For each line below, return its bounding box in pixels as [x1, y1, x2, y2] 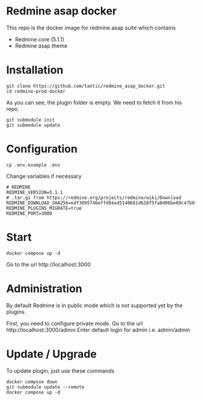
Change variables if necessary [6, 173, 82, 180]
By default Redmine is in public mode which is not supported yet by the [6, 302, 183, 309]
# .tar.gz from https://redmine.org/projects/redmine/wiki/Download [6, 194, 182, 201]
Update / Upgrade [6, 347, 97, 361]
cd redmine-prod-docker [6, 88, 66, 94]
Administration [6, 281, 82, 295]
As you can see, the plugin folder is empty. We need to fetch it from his [6, 99, 182, 106]
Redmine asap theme [14, 42, 68, 49]
